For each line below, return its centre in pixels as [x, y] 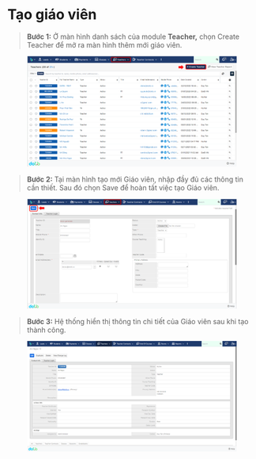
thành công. [46, 330]
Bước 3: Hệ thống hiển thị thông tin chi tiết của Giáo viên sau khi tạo [137, 322]
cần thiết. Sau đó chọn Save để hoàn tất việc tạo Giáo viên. [123, 187]
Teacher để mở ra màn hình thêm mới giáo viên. [104, 44]
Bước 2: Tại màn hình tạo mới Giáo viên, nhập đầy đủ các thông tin [135, 179]
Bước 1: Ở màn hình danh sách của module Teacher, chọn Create [133, 36]
